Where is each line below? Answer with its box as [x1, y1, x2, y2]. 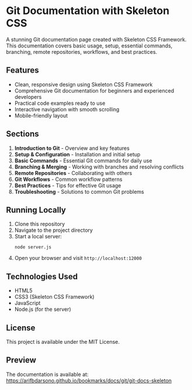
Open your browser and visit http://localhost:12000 [14, 255, 142, 262]
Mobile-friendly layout [14, 112, 68, 119]
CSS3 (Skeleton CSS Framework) [14, 293, 95, 300]
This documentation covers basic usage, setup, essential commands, [6, 42, 173, 49]
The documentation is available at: [6, 371, 89, 378]
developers [14, 93, 42, 100]
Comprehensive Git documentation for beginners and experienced [14, 87, 174, 94]
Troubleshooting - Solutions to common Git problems [14, 188, 144, 195]
